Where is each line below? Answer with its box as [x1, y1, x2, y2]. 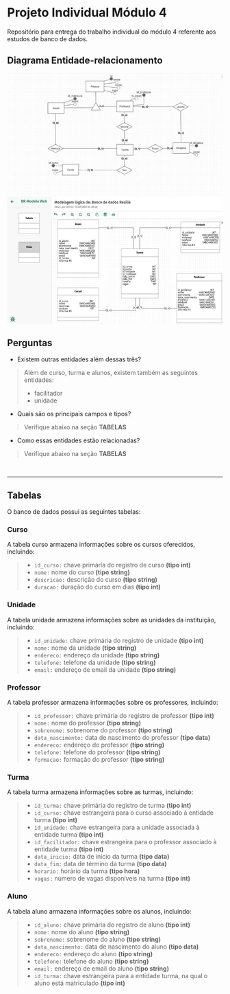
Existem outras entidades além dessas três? [16, 355, 142, 363]
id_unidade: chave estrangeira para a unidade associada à [34, 823, 200, 832]
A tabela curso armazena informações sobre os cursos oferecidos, [7, 541, 196, 549]
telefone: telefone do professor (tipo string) [34, 748, 161, 756]
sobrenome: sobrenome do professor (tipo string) [34, 726, 173, 734]
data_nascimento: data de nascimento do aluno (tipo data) [34, 942, 199, 951]
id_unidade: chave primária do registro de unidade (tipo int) [34, 636, 204, 644]
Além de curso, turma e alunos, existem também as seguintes [23, 369, 199, 377]
